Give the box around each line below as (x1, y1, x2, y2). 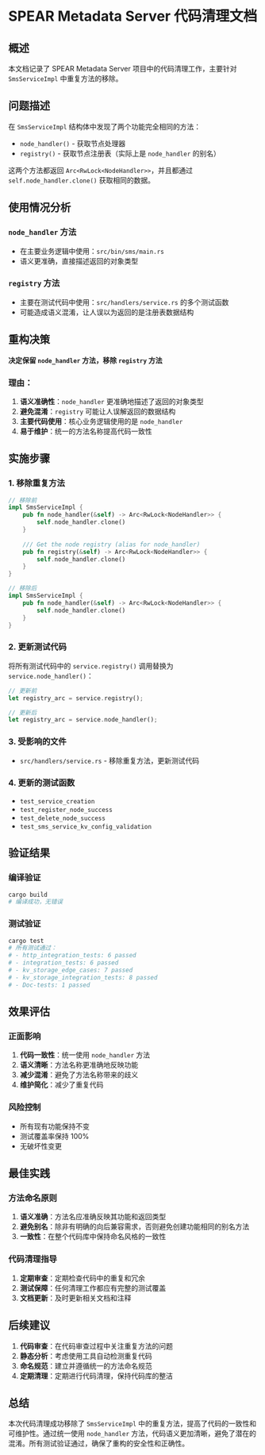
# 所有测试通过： (8, 944, 57, 953)
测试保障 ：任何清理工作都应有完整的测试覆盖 (19, 1283, 167, 1292)
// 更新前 (8, 687, 37, 695)
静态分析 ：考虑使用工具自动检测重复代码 (19, 1351, 152, 1361)
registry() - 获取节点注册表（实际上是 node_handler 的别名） (19, 148, 221, 158)
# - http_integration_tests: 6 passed (8, 952, 136, 960)
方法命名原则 (8, 1192, 58, 1203)
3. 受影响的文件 (8, 736, 67, 747)
